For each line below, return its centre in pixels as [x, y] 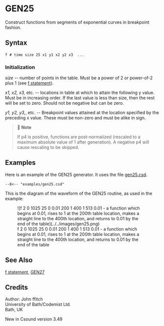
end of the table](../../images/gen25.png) [59, 224]
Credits [17, 287]
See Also [19, 260]
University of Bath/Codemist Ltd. [38, 304]
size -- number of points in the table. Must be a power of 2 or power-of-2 [79, 78]
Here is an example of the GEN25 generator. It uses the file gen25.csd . [76, 175]
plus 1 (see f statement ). [29, 83]
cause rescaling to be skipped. [48, 148]
